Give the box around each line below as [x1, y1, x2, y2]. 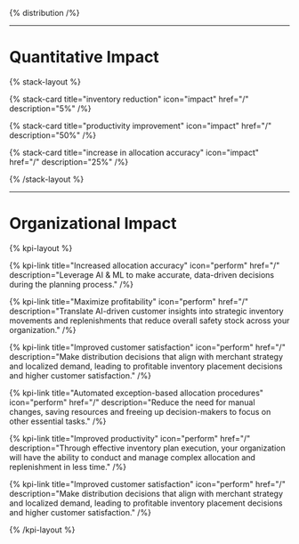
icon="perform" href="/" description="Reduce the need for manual [9, 396, 255, 408]
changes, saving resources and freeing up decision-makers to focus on [9, 406, 271, 417]
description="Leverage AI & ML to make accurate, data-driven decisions [9, 269, 274, 280]
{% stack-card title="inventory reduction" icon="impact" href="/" [9, 93, 249, 104]
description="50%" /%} [9, 129, 97, 141]
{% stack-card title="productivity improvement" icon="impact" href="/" [9, 120, 272, 131]
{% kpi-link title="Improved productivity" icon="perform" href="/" [9, 433, 251, 443]
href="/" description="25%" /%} [9, 156, 129, 167]
